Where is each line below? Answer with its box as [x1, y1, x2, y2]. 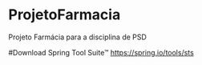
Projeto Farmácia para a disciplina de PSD [8, 32, 147, 42]
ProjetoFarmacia [8, 6, 121, 24]
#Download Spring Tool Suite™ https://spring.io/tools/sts [8, 47, 194, 57]
